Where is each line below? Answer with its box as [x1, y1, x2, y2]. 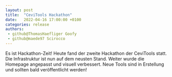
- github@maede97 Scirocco [7, 36, 66, 42]
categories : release [5, 22, 50, 27]
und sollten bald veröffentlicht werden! [5, 66, 87, 72]
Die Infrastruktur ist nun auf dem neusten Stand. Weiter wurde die [5, 55, 145, 62]
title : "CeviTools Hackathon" [5, 12, 72, 17]
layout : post [5, 7, 33, 13]
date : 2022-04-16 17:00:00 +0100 [5, 17, 82, 22]
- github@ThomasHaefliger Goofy [7, 31, 77, 36]
